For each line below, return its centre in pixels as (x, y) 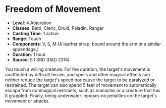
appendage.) (25, 49)
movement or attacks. (28, 101)
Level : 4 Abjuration (32, 23)
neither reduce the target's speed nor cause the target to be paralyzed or (80, 80)
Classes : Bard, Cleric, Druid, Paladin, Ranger (58, 28)
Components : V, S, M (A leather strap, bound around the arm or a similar (86, 44)
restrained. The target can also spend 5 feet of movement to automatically (81, 85)
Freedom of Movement (53, 9)
